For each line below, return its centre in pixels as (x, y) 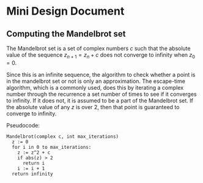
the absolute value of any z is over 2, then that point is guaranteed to (93, 107)
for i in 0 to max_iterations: (52, 147)
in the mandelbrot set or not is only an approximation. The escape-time (96, 81)
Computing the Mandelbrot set (66, 34)
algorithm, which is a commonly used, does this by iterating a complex (95, 87)
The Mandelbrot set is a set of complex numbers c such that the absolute (98, 48)
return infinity (32, 174)
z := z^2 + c (34, 152)
